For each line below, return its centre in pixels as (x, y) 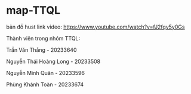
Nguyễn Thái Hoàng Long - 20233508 (53, 61)
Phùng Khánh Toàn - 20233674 (45, 84)
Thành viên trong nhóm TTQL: (43, 38)
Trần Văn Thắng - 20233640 (41, 50)
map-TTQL (33, 10)
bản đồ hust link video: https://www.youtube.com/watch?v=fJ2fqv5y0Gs (95, 27)
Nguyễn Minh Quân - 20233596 (46, 73)
